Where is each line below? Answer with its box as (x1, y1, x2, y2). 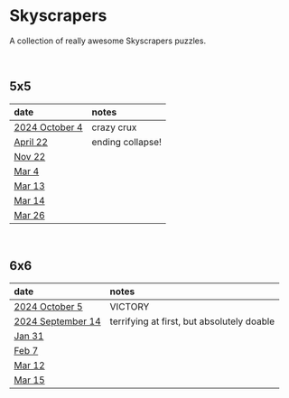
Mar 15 (14, 374, 45, 386)
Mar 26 (14, 208, 45, 221)
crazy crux (91, 121, 137, 134)
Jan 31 (14, 329, 44, 342)
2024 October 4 (14, 121, 83, 134)
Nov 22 (14, 150, 46, 162)
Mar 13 (14, 180, 45, 192)
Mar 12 (14, 358, 45, 371)
